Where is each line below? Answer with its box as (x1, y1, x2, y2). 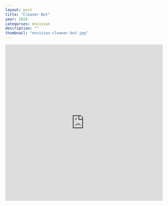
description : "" (5, 26, 39, 31)
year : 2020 (5, 16, 28, 21)
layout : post (5, 7, 32, 12)
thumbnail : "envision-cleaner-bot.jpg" (5, 30, 88, 35)
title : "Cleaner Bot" (5, 12, 50, 17)
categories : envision (5, 21, 50, 26)
